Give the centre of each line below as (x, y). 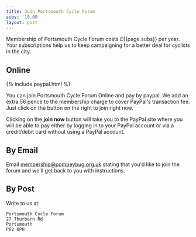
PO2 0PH (16, 229)
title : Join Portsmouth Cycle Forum (51, 11)
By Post (20, 189)
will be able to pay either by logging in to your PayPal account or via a (90, 126)
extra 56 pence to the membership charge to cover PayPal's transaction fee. (98, 102)
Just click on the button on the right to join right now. (70, 108)
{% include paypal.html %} (39, 84)
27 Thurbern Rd (25, 219)
